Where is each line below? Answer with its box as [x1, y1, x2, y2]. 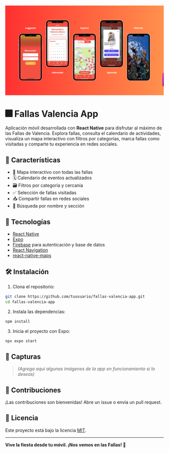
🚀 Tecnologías [5, 218, 51, 226]
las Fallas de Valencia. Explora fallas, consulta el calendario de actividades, [5, 130, 161, 136]
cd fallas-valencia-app [5, 299, 55, 305]
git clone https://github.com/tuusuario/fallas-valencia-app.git [5, 294, 145, 299]
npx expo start [5, 338, 37, 343]
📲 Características [5, 156, 61, 164]
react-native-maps [12, 253, 52, 259]
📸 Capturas [5, 352, 41, 361]
